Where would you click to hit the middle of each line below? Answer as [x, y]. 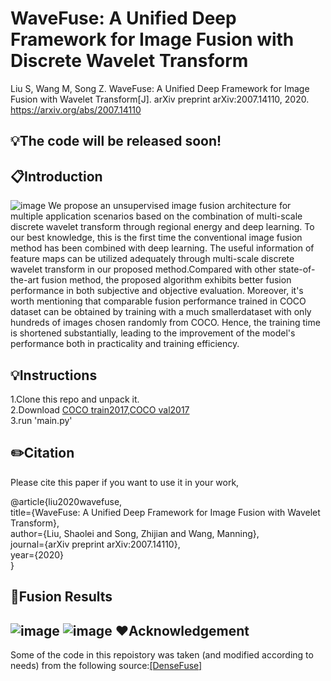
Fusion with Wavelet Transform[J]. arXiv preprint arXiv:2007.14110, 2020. [160, 99]
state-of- [297, 269]
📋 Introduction [56, 176]
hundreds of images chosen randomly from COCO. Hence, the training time [165, 323]
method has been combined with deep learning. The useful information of [162, 248]
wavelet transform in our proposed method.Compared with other [143, 269]
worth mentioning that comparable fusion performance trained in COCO [158, 301]
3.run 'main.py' [41, 420]
